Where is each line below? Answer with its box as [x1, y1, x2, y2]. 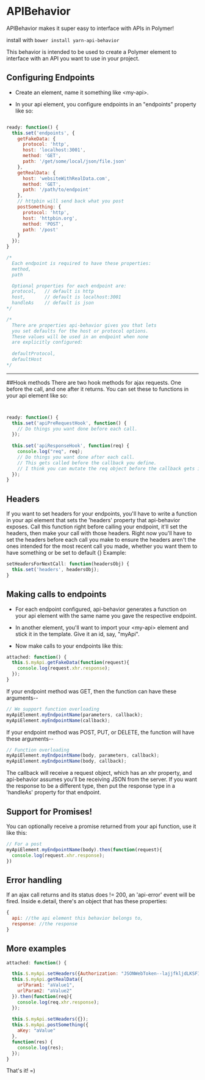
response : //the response [12, 921, 78, 927]
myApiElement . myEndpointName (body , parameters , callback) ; [6, 752, 160, 759]
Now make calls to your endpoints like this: [15, 642, 123, 649]
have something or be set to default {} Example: [6, 549, 127, 557]
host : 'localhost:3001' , [22, 147, 86, 153]
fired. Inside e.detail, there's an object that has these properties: [6, 898, 168, 905]
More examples [6, 944, 67, 954]
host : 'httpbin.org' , [22, 215, 78, 221]
